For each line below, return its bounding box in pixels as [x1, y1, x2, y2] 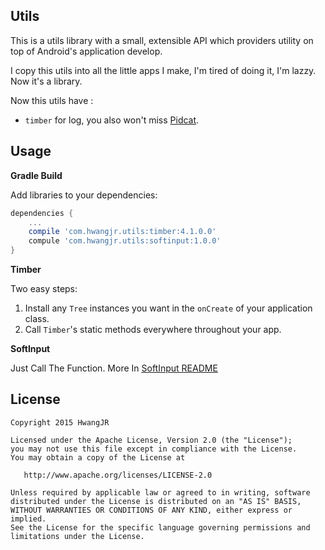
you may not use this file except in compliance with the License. [10, 444, 298, 454]
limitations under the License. [10, 531, 145, 541]
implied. [10, 514, 47, 524]
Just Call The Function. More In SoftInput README [10, 362, 218, 374]
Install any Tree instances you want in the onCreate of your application [24, 302, 313, 314]
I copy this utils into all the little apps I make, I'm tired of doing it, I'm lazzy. [10, 64, 317, 76]
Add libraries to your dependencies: [10, 189, 158, 201]
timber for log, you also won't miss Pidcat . [24, 114, 200, 126]
